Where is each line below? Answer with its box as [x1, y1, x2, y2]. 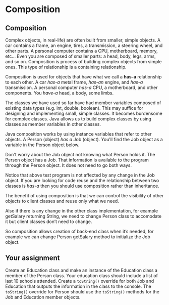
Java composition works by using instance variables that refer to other [5, 131, 152, 137]
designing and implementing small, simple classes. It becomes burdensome [5, 110, 162, 116]
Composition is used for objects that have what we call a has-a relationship [5, 74, 162, 79]
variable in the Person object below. [5, 142, 80, 148]
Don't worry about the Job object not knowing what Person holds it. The [5, 152, 155, 157]
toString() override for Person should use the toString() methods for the [5, 288, 160, 294]
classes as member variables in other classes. [5, 121, 101, 127]
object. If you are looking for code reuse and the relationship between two [5, 178, 159, 183]
